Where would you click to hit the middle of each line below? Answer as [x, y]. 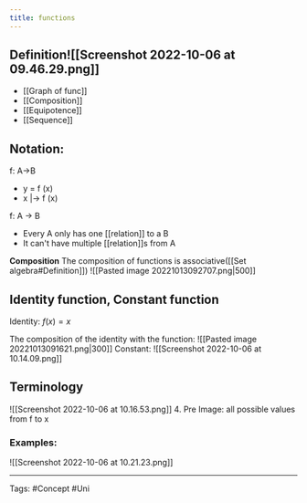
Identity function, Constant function [114, 299]
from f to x [29, 419]
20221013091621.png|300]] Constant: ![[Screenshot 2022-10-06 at [136, 349]
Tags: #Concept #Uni [49, 488]
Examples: [33, 442]
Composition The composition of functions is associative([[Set [128, 261]
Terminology [47, 388]
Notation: [37, 148]
